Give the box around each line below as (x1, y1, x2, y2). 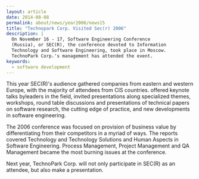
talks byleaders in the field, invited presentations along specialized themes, (6, 93, 191, 100)
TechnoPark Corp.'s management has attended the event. (11, 53, 153, 59)
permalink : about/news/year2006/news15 (6, 20, 105, 26)
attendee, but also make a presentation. (6, 167, 104, 174)
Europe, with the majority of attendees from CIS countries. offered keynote (6, 87, 189, 94)
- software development (11, 64, 70, 70)
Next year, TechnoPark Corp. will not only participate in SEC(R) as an (6, 160, 176, 167)
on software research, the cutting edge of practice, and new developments (6, 105, 191, 113)
